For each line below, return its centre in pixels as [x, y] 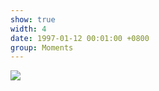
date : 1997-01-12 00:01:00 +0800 [80, 38]
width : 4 [28, 29]
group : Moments [42, 47]
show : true [33, 19]
